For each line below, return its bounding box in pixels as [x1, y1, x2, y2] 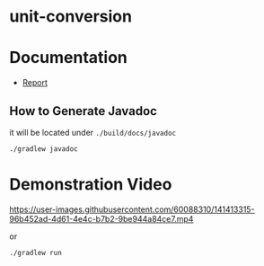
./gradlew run [9, 248, 63, 257]
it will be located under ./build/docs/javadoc [9, 127, 177, 137]
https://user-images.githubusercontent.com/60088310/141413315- [9, 204, 255, 215]
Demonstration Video [9, 174, 172, 195]
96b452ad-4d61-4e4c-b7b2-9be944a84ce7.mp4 [9, 213, 194, 224]
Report [22, 77, 48, 88]
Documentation [9, 48, 128, 68]
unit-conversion [9, 6, 133, 27]
